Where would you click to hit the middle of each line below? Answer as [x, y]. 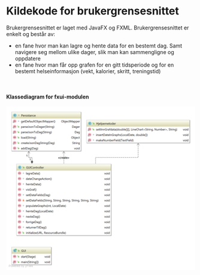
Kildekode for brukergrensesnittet [93, 11]
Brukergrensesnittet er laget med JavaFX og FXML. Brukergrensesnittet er [98, 28]
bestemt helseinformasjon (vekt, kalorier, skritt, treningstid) [88, 71]
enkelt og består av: [31, 34]
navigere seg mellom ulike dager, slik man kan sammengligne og [95, 52]
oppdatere [28, 58]
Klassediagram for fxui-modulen [48, 97]
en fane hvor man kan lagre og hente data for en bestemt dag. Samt [99, 46]
